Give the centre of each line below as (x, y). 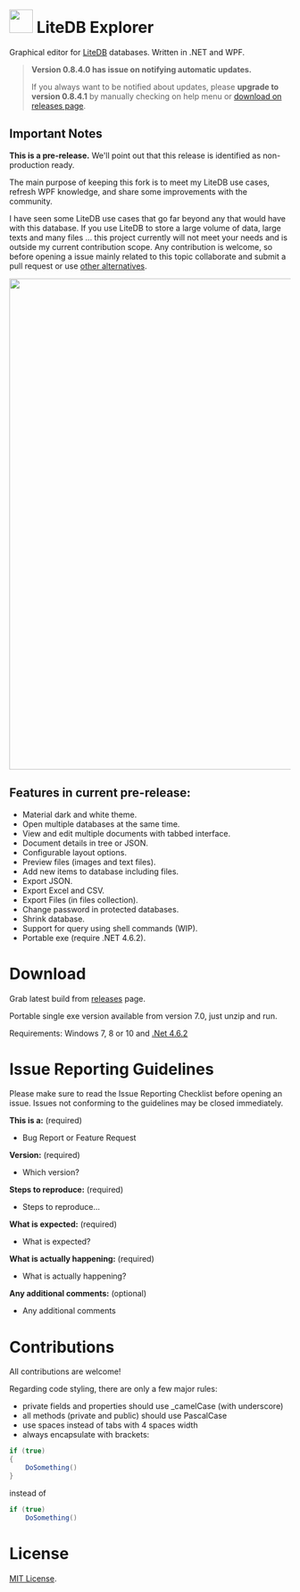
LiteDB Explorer (95, 28)
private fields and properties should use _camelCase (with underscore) (153, 1406)
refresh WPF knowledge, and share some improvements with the (129, 191)
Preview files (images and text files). (89, 862)
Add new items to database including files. (100, 871)
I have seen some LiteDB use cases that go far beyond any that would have (148, 218)
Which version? (51, 1172)
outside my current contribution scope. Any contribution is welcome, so (141, 246)
